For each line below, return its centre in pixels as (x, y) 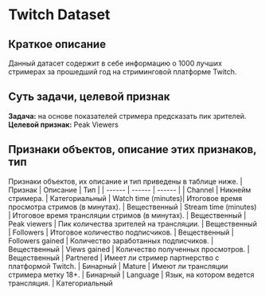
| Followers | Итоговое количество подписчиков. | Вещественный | (121, 232)
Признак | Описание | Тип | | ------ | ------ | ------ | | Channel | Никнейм (130, 190)
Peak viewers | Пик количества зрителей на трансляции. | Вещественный (132, 223)
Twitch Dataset (59, 15)
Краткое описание (57, 44)
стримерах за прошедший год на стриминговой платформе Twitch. (123, 72)
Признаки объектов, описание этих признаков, (132, 150)
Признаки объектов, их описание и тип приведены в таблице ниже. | (125, 181)
